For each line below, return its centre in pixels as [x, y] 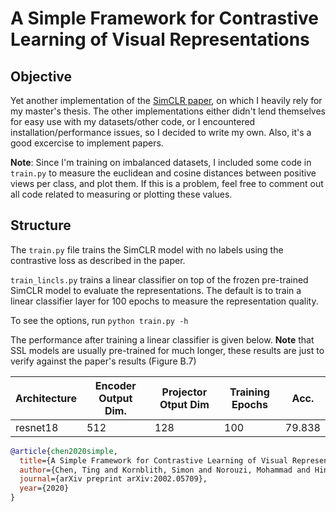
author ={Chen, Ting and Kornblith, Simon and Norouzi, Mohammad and [165, 470]
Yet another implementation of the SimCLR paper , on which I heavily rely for [166, 100]
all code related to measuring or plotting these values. [121, 194]
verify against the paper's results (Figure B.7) [103, 361]
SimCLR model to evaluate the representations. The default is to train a [156, 290]
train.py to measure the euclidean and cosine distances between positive [163, 173]
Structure [41, 225]
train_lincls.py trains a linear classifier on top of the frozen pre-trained [159, 279]
